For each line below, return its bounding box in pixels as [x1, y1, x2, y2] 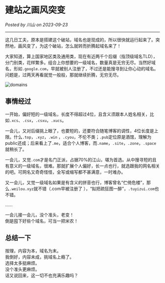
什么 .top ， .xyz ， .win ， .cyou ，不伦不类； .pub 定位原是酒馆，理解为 [13, 134, 152, 140]
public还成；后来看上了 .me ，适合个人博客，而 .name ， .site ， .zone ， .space [5, 140, 157, 146]
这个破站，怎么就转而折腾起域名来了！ [43, 43, 121, 49]
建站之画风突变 [5, 4, 66, 16]
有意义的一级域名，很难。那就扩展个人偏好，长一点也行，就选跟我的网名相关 [5, 163, 160, 169]
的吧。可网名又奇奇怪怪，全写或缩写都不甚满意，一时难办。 [5, 169, 126, 175]
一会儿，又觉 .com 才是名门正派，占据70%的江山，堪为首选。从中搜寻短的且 [5, 157, 157, 162]
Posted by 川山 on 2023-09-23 [5, 22, 68, 28]
